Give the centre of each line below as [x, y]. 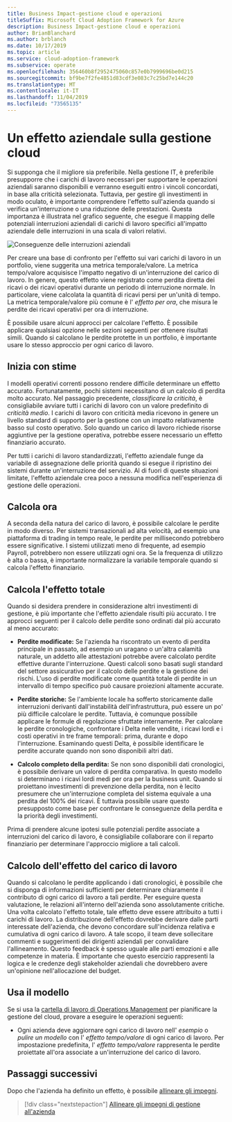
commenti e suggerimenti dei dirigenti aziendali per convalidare [98, 941]
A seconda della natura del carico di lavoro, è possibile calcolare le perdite [113, 523]
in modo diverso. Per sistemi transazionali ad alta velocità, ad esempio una [114, 531]
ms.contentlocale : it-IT [43, 91]
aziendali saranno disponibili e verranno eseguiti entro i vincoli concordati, [113, 186]
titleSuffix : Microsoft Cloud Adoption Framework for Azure [96, 20]
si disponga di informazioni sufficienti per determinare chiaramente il [105, 890]
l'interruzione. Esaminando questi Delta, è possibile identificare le [110, 744]
